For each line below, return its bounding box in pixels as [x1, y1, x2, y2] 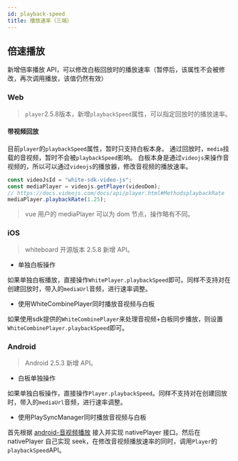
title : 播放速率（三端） [7, 17, 73, 24]
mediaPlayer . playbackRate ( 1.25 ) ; [7, 196, 107, 203]
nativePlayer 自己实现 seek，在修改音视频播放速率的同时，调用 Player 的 [7, 437, 218, 445]
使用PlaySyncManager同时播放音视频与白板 [17, 413, 147, 421]
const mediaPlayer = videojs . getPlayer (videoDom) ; [7, 183, 161, 190]
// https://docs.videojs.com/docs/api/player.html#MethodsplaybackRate [7, 189, 224, 196]
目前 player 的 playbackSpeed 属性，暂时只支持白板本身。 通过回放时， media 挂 [7, 144, 229, 153]
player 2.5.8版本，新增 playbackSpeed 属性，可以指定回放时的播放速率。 [24, 110, 232, 118]
